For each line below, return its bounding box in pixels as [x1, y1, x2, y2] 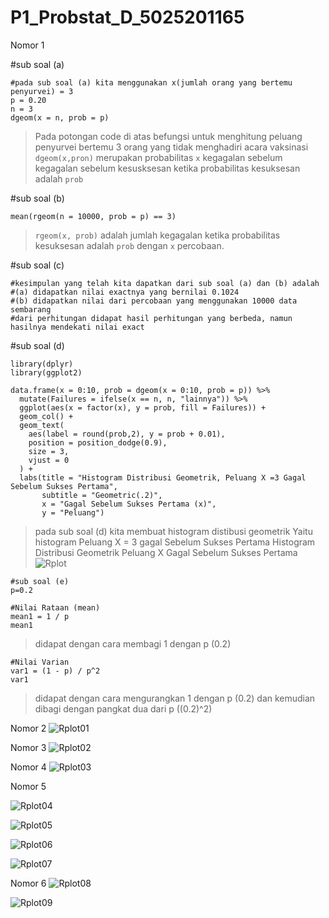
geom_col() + [19, 411, 74, 421]
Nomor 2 [10, 722, 47, 734]
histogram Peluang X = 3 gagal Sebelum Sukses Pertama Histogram [34, 536, 316, 548]
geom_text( [19, 420, 65, 430]
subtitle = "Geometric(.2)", [41, 490, 163, 500]
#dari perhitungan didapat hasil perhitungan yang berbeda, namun [10, 313, 293, 323]
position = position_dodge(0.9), [28, 437, 168, 448]
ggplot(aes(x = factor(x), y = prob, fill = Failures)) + [19, 402, 267, 413]
